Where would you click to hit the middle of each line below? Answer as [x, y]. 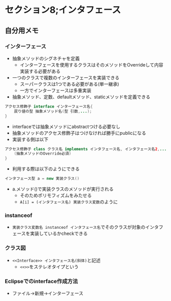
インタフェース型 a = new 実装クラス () [42, 179]
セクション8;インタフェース [63, 10]
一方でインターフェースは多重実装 [56, 90]
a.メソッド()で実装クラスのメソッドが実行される [63, 189]
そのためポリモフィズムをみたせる [56, 195]
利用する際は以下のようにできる [46, 169]
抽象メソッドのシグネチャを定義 [46, 58]
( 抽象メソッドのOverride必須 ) [43, 154]
